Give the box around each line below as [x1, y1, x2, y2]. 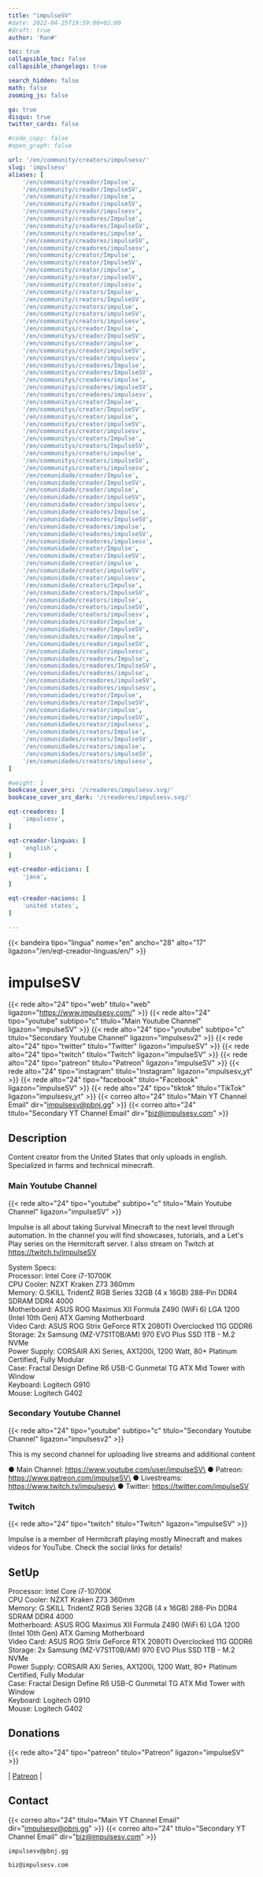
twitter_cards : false [8, 120, 80, 129]
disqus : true [8, 113, 51, 121]
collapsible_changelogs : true [8, 62, 108, 71]
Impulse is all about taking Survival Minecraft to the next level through [8, 1222, 235, 1231]
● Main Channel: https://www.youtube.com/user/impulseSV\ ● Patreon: [8, 1465, 243, 1474]
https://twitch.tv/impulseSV [8, 1247, 97, 1256]
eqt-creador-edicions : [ [8, 865, 90, 874]
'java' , [22, 873, 47, 881]
